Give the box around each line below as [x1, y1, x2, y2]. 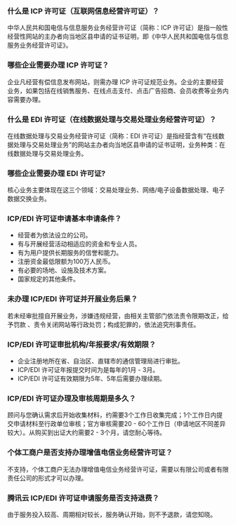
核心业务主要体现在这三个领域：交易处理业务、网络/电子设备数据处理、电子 [7, 186, 225, 194]
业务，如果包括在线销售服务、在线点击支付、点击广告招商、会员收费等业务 [7, 86, 223, 95]
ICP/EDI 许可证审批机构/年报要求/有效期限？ [7, 339, 157, 349]
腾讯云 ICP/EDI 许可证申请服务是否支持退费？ [7, 493, 159, 503]
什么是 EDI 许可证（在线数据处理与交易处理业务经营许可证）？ [7, 114, 216, 124]
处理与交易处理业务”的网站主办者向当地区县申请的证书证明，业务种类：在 [13, 140, 226, 149]
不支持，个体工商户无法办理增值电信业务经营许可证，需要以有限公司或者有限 [7, 465, 229, 473]
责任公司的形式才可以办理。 [7, 474, 88, 482]
